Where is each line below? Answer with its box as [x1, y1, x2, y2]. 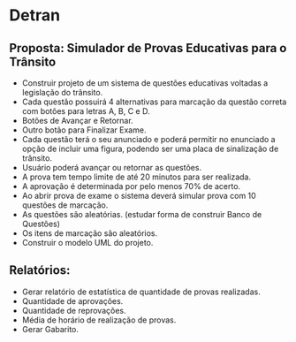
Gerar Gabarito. [21, 323, 80, 334]
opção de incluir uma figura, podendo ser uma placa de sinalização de [21, 143, 279, 154]
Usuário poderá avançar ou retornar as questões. [21, 163, 201, 172]
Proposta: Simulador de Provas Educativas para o [9, 41, 287, 56]
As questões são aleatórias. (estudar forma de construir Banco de [21, 209, 262, 219]
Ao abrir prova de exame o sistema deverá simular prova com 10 [21, 191, 256, 201]
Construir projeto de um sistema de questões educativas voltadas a [21, 78, 269, 88]
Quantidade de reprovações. [21, 305, 126, 315]
